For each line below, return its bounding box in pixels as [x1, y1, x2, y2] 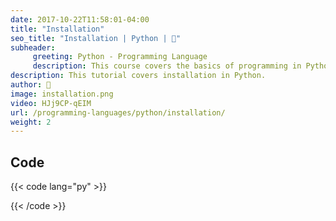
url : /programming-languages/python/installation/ [10, 107, 226, 118]
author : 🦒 [10, 80, 52, 90]
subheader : [10, 42, 56, 53]
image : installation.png [10, 89, 114, 99]
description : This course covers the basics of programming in [32, 61, 302, 71]
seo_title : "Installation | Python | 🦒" [10, 33, 182, 43]
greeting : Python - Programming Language [32, 52, 208, 62]
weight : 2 [10, 117, 52, 127]
